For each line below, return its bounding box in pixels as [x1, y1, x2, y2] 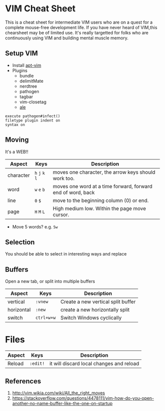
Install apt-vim [12, 62, 42, 68]
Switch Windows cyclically [60, 315, 122, 321]
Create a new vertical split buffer [60, 298, 136, 305]
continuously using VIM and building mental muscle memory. [5, 35, 129, 41]
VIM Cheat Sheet [5, 3, 76, 14]
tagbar [19, 94, 33, 99]
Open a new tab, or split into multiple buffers [5, 279, 95, 285]
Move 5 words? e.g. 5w [12, 223, 58, 229]
